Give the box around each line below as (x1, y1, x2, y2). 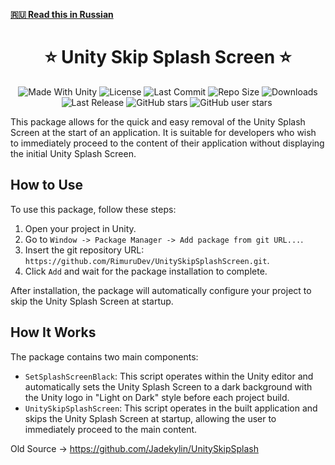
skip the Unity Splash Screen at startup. (10, 295, 174, 307)
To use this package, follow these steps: (10, 203, 177, 215)
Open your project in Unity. (24, 222, 137, 234)
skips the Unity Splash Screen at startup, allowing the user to (24, 412, 277, 424)
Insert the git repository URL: (24, 244, 145, 256)
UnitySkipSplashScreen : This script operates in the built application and (24, 402, 318, 414)
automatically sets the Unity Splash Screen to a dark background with (24, 380, 313, 393)
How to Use (10, 177, 84, 194)
